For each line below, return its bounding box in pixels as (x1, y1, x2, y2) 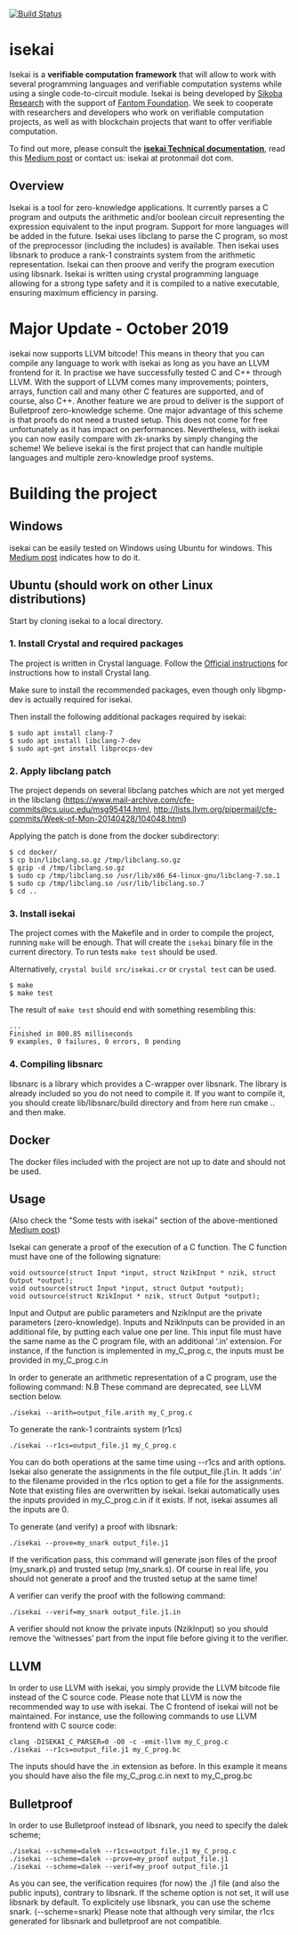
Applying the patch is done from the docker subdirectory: (9, 831, 220, 841)
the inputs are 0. (9, 1505, 69, 1515)
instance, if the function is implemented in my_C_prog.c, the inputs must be (9, 1346, 285, 1357)
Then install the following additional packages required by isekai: (9, 711, 247, 722)
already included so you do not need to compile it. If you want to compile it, (9, 1087, 286, 1098)
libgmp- (257, 685, 287, 695)
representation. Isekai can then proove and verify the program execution (9, 258, 275, 269)
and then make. (9, 1106, 67, 1118)
